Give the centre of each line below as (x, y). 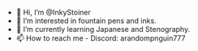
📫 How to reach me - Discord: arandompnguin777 (101, 38)
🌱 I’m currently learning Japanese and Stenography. (103, 29)
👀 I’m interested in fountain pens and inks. (86, 21)
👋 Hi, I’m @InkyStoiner (54, 12)
